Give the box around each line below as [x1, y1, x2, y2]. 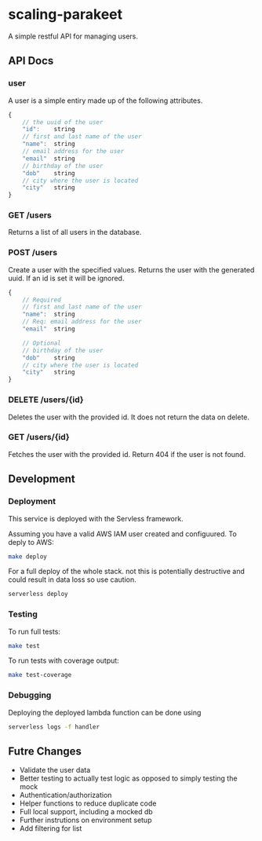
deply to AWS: [8, 537, 55, 547]
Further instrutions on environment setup [19, 815, 152, 825]
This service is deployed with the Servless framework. [8, 514, 184, 523]
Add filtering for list [19, 824, 82, 833]
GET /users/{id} [8, 432, 71, 443]
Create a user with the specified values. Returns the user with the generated [8, 265, 255, 274]
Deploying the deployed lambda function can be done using [8, 708, 202, 717]
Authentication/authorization [19, 791, 112, 800]
